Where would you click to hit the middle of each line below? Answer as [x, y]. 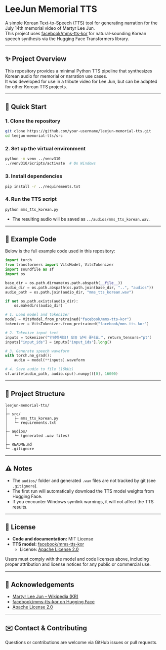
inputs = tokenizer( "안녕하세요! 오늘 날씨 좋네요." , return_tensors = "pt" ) [79, 337]
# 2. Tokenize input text [32, 333]
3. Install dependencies [34, 176]
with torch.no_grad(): [28, 355]
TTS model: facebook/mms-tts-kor [48, 544]
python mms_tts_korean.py [32, 209]
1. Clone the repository [33, 121]
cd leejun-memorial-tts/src [34, 136]
